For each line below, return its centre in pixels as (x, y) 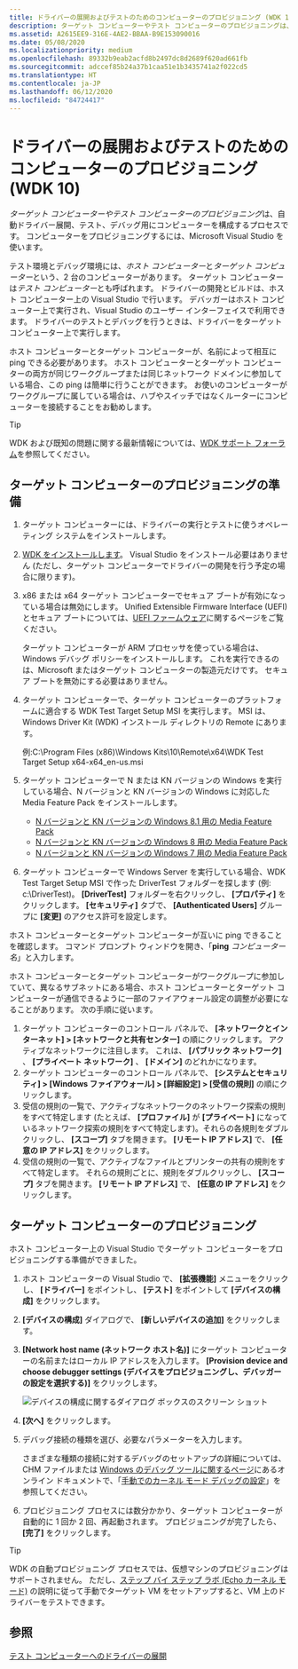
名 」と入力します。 (44, 957)
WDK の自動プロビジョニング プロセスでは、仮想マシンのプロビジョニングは (149, 1569)
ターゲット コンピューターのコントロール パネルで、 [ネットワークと (147, 1028)
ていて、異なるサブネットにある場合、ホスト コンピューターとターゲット (142, 987)
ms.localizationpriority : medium (71, 51)
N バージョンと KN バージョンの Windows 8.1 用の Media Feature (153, 821)
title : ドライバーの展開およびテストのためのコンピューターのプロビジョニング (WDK (145, 17)
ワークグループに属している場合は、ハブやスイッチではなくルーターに (137, 396)
